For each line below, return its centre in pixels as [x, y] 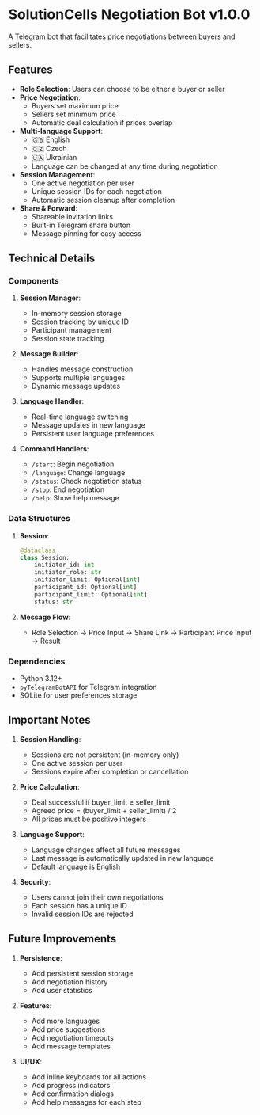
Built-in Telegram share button [81, 225]
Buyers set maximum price [75, 105]
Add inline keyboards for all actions [89, 1077]
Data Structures [40, 519]
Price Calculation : [49, 786]
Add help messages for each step [87, 1102]
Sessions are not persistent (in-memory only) [105, 755]
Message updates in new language [89, 425]
